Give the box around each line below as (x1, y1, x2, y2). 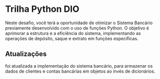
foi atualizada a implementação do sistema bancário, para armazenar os (5, 63, 153, 69)
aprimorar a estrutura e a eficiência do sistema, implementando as (5, 30, 141, 36)
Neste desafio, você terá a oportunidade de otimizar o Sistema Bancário (5, 20, 153, 26)
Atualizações (5, 50, 47, 58)
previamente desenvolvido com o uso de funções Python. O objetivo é (5, 25, 149, 31)
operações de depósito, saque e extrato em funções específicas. (5, 36, 139, 41)
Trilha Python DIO (5, 3, 80, 15)
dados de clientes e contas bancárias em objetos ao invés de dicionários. (5, 68, 156, 74)
